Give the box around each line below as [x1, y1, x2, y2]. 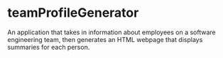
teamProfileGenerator [7, 5, 139, 21]
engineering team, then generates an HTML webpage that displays [7, 35, 203, 43]
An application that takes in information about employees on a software [7, 28, 217, 36]
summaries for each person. [7, 43, 90, 51]
